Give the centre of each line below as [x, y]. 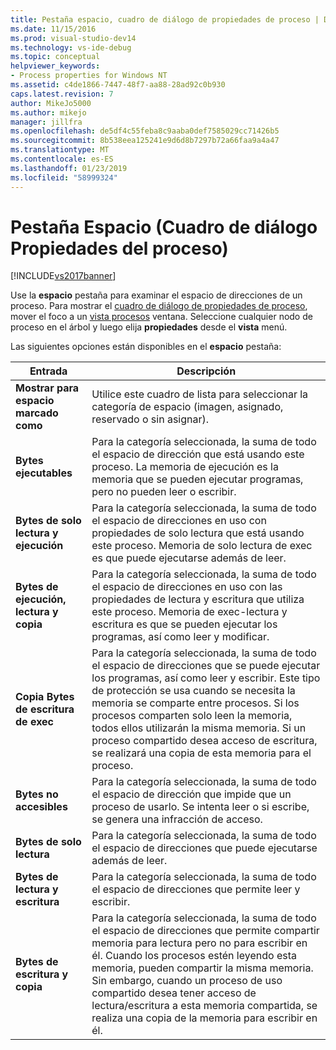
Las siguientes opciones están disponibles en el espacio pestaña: [146, 347]
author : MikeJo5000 [51, 103]
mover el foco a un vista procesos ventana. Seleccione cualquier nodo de [161, 317]
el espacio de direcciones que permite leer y [196, 889]
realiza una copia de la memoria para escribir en [204, 1018]
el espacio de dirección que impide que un [191, 794]
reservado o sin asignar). [150, 419]
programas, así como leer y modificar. [180, 637]
